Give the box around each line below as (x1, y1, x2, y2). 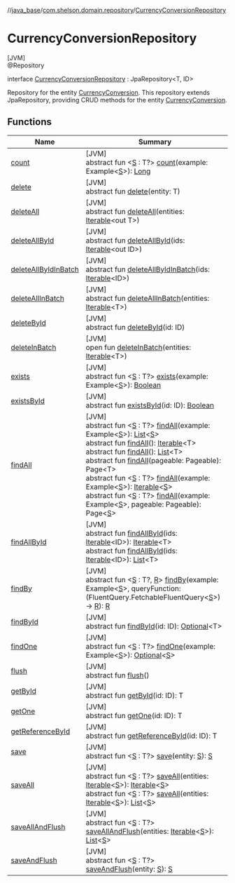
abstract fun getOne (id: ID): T (85, 710, 183, 720)
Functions (7, 116, 52, 128)
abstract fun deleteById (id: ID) (85, 322, 185, 332)
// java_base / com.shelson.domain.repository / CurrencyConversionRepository (7, 6, 227, 14)
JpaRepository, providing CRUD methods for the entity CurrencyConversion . (7, 95, 227, 104)
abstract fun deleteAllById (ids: (85, 235, 185, 245)
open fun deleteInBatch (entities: (85, 342, 192, 352)
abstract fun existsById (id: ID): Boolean (85, 400, 215, 410)
